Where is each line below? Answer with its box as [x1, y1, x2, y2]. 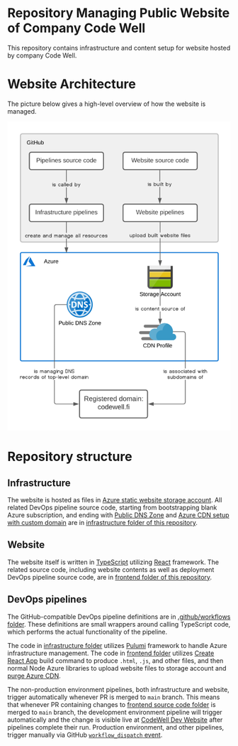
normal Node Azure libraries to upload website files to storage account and [7, 664, 227, 672]
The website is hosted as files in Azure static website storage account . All [7, 495, 222, 504]
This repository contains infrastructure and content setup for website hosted [7, 43, 231, 52]
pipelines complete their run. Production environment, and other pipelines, [7, 723, 225, 731]
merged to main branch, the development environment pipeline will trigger [7, 708, 222, 716]
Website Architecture [7, 76, 136, 92]
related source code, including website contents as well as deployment [7, 565, 215, 573]
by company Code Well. [7, 51, 77, 60]
